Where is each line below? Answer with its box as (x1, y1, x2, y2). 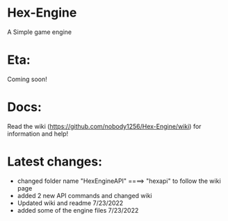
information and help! (7, 130, 69, 138)
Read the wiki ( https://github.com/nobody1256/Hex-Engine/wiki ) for (7, 122, 202, 130)
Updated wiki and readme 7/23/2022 (17, 199, 124, 207)
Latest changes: (7, 154, 103, 169)
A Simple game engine (7, 28, 72, 36)
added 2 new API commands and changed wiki (17, 191, 153, 200)
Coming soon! (7, 75, 47, 83)
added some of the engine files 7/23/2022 (17, 206, 139, 214)
